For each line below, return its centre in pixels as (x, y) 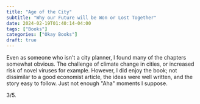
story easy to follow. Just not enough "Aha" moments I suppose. (87, 83)
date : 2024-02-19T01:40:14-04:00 (49, 23)
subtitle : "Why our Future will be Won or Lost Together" (81, 18)
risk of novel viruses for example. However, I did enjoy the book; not (92, 70)
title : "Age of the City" (39, 12)
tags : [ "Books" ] (27, 29)
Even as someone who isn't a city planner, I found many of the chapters (96, 57)
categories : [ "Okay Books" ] (42, 35)
